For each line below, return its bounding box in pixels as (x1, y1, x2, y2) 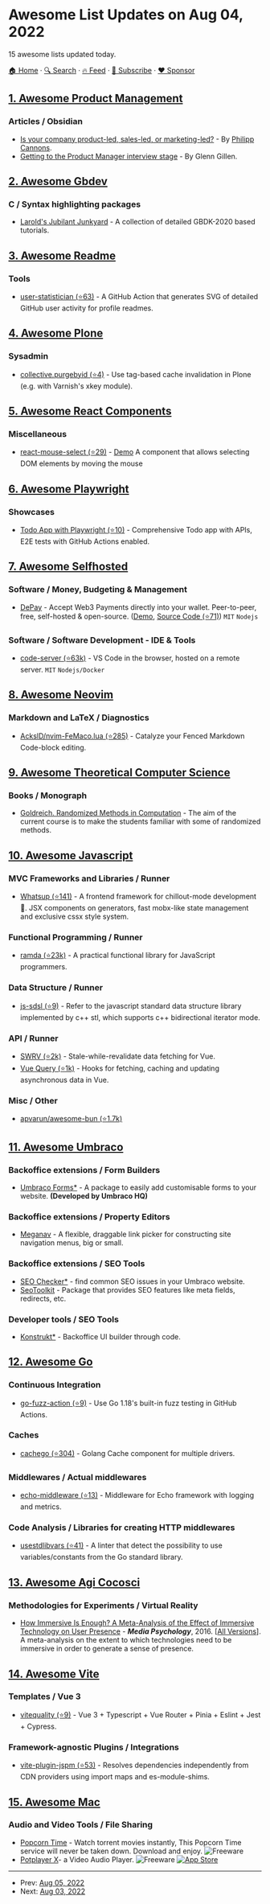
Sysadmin (8, 351, 49, 362)
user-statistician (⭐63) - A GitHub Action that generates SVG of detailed (19, 292, 259, 301)
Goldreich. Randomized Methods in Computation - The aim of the (19, 808, 237, 818)
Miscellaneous (8, 429, 67, 439)
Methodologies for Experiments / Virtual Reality (8, 1599, 198, 1610)
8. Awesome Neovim (8, 688, 114, 701)
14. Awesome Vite (8, 1667, 100, 1680)
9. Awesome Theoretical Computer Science (8, 766, 231, 779)
